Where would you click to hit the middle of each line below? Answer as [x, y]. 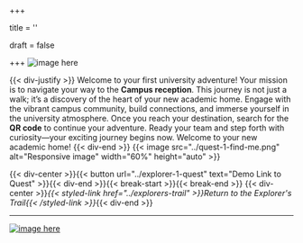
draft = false [32, 45]
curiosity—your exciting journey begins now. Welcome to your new [133, 137]
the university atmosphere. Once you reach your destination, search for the [149, 118]
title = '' [23, 27]
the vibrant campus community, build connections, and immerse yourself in [150, 108]
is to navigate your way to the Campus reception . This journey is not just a [148, 90]
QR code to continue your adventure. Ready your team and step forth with [147, 128]
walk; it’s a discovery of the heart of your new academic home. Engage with [150, 99]
